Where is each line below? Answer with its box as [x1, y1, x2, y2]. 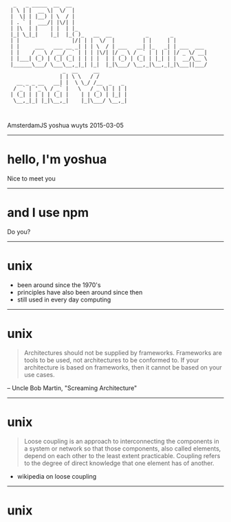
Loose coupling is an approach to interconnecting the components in [23, 437, 219, 445]
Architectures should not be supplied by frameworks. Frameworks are [23, 348, 222, 356]
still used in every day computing [16, 295, 111, 304]
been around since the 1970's [16, 280, 101, 289]
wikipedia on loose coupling [16, 472, 97, 480]
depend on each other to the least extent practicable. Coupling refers [23, 451, 221, 459]
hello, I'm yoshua [7, 152, 107, 168]
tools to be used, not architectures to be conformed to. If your [23, 356, 199, 364]
